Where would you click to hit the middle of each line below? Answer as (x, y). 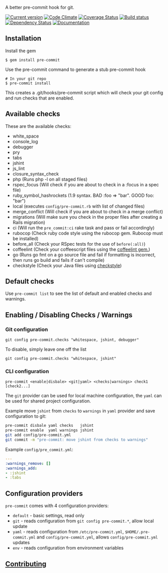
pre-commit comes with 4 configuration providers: (57, 506)
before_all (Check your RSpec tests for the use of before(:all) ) (79, 244)
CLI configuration (27, 372)
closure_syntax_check (36, 174)
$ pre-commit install (28, 83)
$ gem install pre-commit (32, 60)
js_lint (19, 168)
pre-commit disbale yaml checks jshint (50, 426)
